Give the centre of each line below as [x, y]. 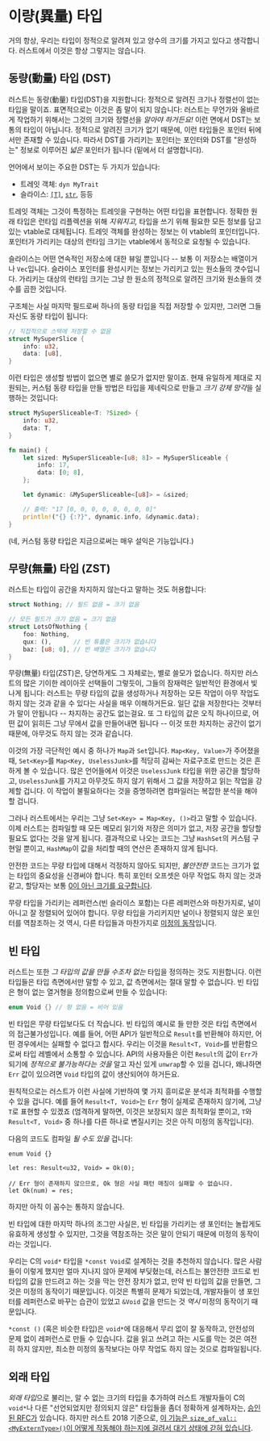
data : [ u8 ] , [43, 354]
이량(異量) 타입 [56, 17]
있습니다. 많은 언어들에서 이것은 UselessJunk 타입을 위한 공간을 [139, 771]
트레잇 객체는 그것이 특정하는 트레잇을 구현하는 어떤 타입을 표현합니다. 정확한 [129, 211]
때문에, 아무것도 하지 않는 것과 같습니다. [71, 734]
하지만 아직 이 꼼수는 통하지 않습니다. [66, 1207]
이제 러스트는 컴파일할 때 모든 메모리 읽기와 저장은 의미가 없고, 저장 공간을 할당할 [135, 828]
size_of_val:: [214, 1418]
